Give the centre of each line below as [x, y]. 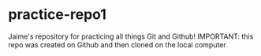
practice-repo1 [57, 15]
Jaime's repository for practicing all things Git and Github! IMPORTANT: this [131, 36]
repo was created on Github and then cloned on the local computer [117, 44]
